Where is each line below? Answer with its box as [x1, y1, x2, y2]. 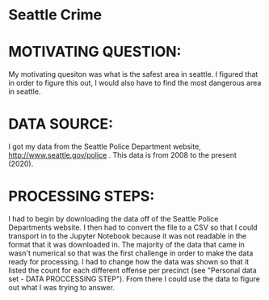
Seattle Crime [8, 6, 103, 24]
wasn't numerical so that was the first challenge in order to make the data [8, 248, 254, 258]
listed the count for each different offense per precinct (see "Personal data [8, 265, 257, 275]
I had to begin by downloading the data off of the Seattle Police [8, 214, 219, 223]
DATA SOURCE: [8, 115, 114, 133]
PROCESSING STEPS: [8, 188, 155, 205]
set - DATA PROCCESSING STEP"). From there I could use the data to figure [8, 274, 261, 284]
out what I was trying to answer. [8, 283, 115, 292]
